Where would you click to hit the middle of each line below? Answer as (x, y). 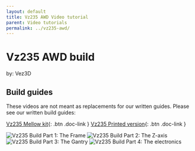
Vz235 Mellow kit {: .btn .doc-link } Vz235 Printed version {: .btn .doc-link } (96, 124)
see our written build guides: (41, 112)
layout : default (26, 12)
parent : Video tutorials (37, 22)
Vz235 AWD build (51, 57)
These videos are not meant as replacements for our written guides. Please (98, 106)
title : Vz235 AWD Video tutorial (47, 17)
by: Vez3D (19, 74)
